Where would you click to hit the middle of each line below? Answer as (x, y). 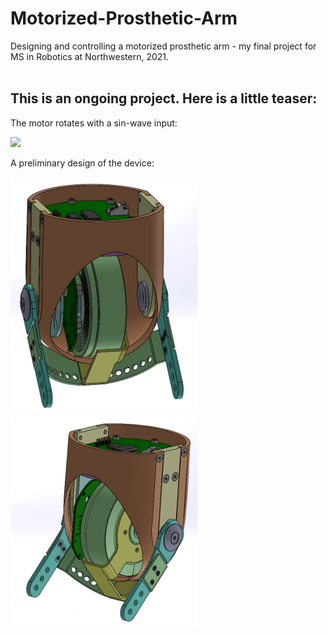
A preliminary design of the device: (82, 163)
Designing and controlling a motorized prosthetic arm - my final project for (163, 46)
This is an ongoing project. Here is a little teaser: (164, 98)
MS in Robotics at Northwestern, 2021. (90, 56)
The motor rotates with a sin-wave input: (94, 123)
